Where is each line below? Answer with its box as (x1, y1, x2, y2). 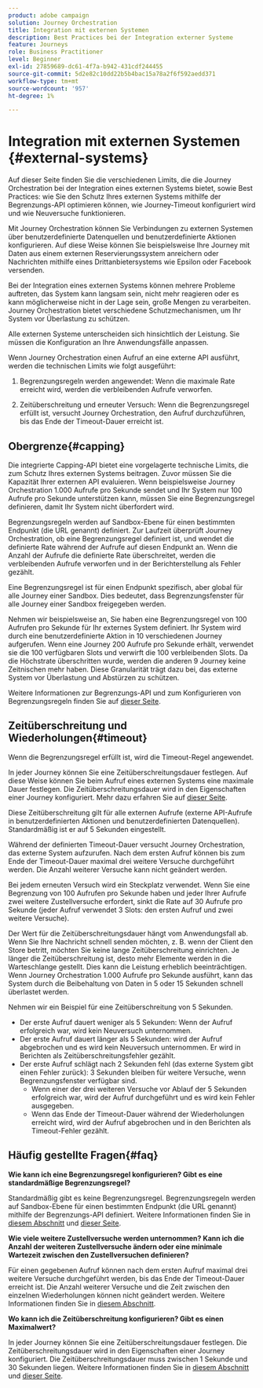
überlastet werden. (8, 987, 69, 996)
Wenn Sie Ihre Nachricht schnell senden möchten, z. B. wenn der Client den (8, 936, 254, 947)
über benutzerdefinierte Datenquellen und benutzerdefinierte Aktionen (8, 233, 237, 242)
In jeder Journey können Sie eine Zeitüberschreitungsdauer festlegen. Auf (8, 767, 248, 777)
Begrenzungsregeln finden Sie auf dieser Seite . (8, 697, 161, 705)
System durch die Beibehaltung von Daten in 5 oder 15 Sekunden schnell (8, 979, 243, 988)
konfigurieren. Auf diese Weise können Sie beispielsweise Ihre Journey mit (8, 240, 250, 250)
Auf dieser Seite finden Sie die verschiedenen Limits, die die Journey (8, 175, 232, 185)
